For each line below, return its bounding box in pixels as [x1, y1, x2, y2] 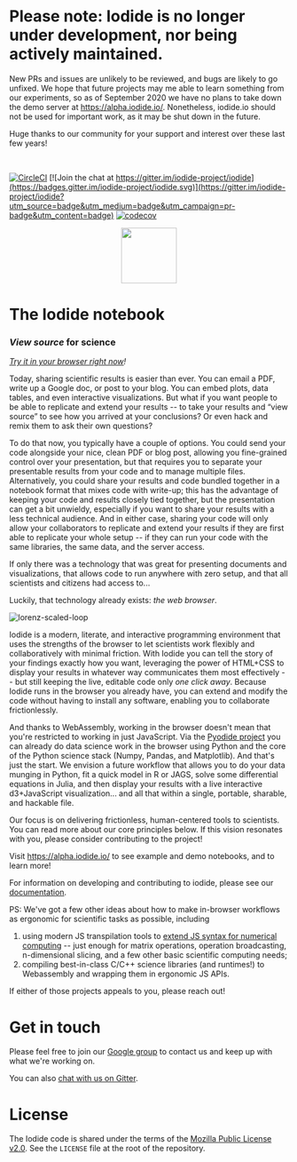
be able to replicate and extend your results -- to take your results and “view [9, 402, 288, 412]
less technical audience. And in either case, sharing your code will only [9, 513, 269, 524]
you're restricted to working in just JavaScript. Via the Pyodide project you [9, 731, 281, 743]
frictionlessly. [9, 704, 59, 716]
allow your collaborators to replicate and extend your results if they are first [9, 522, 285, 534]
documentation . [9, 887, 67, 898]
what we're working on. [9, 1055, 96, 1067]
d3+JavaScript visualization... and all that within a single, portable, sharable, [9, 788, 287, 799]
